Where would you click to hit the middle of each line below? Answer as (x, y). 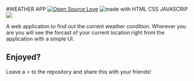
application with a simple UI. (40, 39)
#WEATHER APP (26, 9)
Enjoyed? (24, 57)
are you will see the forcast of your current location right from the (85, 33)
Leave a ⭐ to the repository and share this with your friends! (79, 72)
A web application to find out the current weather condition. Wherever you (96, 26)
